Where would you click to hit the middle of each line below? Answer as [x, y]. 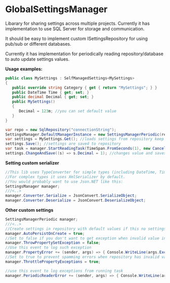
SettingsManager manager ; [32, 186]
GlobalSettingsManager [56, 9]
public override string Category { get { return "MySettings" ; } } [84, 88]
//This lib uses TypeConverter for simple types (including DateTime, [81, 172]
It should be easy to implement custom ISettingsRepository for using [77, 38]
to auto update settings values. [37, 59]
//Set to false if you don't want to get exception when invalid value [82, 238]
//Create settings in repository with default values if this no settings [86, 229]
